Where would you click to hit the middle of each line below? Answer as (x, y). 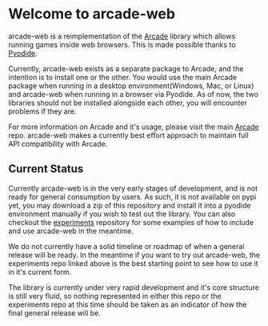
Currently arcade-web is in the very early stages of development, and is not (133, 188)
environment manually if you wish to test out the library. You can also (122, 214)
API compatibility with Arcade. (58, 143)
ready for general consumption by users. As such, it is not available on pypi (132, 196)
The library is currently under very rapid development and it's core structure (134, 287)
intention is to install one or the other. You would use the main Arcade (123, 77)
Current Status (46, 169)
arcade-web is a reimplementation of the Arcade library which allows (122, 36)
